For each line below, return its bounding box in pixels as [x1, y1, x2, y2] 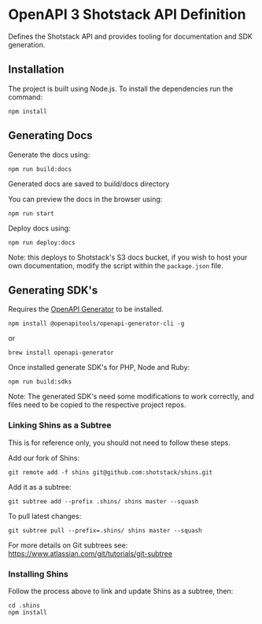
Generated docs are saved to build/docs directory [8, 179, 170, 189]
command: [8, 92, 43, 102]
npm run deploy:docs [8, 238, 76, 246]
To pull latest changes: [8, 511, 82, 521]
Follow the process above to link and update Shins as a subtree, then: [8, 586, 234, 596]
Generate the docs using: [8, 150, 90, 159]
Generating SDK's [8, 283, 98, 297]
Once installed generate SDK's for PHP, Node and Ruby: [8, 363, 190, 372]
